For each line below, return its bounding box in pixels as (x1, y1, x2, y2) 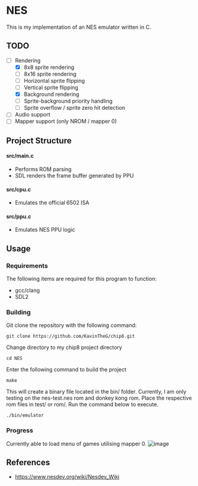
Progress (6, 427, 33, 435)
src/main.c (6, 152, 34, 160)
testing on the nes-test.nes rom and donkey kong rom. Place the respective (6, 394, 193, 402)
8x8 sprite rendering (23, 64, 75, 71)
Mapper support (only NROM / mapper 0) (14, 118, 117, 125)
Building (6, 308, 31, 316)
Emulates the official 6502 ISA (14, 199, 90, 206)
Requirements (6, 262, 48, 270)
